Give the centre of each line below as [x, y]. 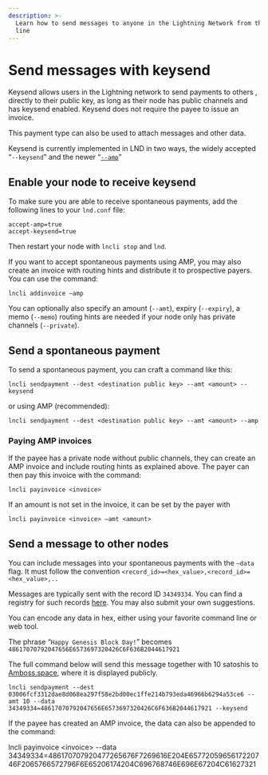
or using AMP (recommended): [59, 406]
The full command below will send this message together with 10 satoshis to [134, 665]
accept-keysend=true [43, 232]
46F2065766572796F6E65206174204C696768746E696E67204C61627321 [132, 765]
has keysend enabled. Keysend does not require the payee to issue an [124, 109]
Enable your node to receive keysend [102, 182]
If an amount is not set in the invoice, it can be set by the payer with [119, 505]
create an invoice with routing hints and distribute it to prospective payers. [130, 270]
